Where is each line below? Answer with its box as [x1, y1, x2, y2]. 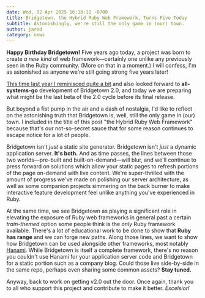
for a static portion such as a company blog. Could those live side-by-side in [6, 259, 199, 267]
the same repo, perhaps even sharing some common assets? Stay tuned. [6, 266, 192, 273]
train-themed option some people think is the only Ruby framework [6, 221, 176, 228]
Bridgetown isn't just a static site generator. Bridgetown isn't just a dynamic [6, 143, 197, 151]
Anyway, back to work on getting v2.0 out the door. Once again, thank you [6, 278, 194, 286]
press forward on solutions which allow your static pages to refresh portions [6, 163, 199, 170]
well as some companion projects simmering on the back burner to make [6, 182, 190, 190]
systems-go [6, 87, 39, 94]
